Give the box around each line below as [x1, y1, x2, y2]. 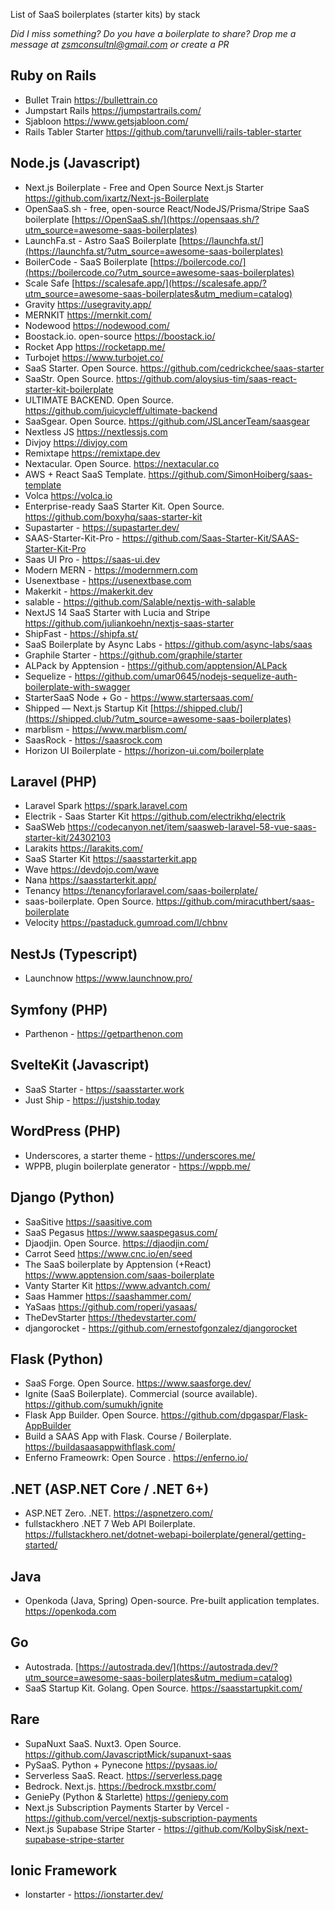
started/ [24, 1539, 58, 1551]
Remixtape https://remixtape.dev [24, 447, 161, 459]
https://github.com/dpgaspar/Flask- [160, 1409, 308, 1421]
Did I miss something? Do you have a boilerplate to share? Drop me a [10, 28, 297, 39]
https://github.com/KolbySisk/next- [163, 1822, 309, 1834]
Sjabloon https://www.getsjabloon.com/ [24, 115, 189, 127]
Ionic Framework [10, 1862, 118, 1879]
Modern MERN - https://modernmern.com [24, 564, 198, 576]
